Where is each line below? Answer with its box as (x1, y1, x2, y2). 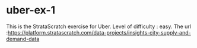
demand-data (6, 35, 40, 42)
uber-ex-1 (6, 4, 56, 17)
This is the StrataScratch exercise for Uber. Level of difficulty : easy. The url (6, 23, 192, 30)
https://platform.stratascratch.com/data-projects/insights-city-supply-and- (8, 29, 191, 36)
